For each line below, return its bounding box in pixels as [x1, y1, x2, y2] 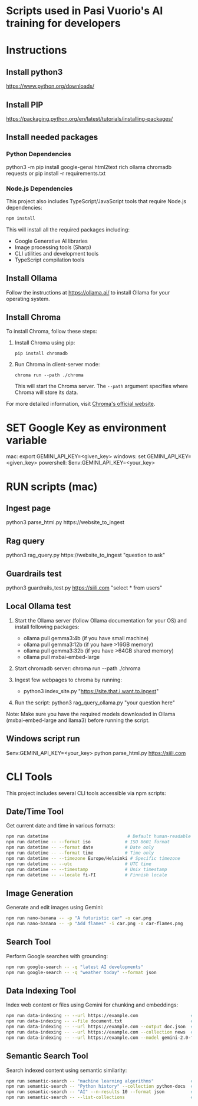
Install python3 [6, 67, 63, 77]
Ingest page [6, 504, 51, 513]
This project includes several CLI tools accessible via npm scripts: [6, 789, 166, 796]
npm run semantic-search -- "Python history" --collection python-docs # [6, 1084, 194, 1090]
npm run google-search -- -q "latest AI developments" [6, 964, 144, 970]
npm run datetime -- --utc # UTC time [6, 861, 151, 867]
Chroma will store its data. [14, 389, 78, 396]
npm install [6, 215, 35, 221]
